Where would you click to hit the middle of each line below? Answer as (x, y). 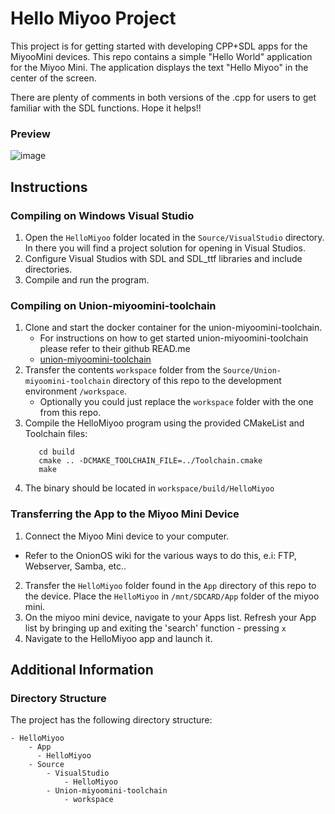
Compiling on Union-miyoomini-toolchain (113, 305)
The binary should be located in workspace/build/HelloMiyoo (149, 488)
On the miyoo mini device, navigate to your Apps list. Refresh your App (170, 617)
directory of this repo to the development (197, 381)
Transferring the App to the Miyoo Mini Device (125, 514)
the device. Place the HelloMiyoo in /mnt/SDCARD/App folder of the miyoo (172, 596)
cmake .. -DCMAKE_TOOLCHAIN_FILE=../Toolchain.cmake (150, 461)
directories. (48, 269)
